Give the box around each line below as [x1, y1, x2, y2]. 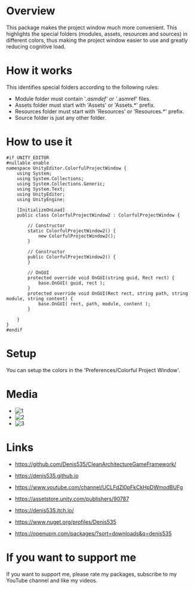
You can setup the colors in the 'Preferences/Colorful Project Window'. [6, 366, 180, 373]
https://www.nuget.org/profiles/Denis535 [14, 518, 116, 526]
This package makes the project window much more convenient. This [6, 24, 177, 31]
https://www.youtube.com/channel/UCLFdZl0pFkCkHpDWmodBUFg [14, 483, 183, 490]
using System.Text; [17, 186, 66, 192]
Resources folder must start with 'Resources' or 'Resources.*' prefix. [14, 107, 184, 115]
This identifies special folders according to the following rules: [6, 84, 159, 91]
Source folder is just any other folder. [14, 114, 106, 121]
